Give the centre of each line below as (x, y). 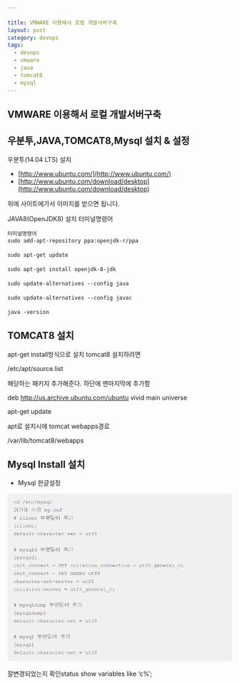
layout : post (27, 30)
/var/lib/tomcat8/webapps (46, 440)
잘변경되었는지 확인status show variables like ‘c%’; (80, 674)
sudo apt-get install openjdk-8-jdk (62, 269)
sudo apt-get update (38, 255)
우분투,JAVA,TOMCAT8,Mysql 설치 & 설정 (99, 141)
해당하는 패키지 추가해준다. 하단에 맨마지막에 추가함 (79, 383)
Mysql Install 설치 (46, 464)
